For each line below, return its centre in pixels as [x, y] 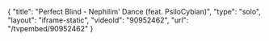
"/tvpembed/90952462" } [50, 29]
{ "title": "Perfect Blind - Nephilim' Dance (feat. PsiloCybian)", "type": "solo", [134, 12]
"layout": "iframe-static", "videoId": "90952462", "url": [98, 20]
